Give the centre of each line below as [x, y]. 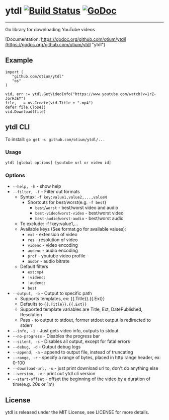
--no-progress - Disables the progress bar [56, 336]
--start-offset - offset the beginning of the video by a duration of [81, 379]
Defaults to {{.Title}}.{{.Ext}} [53, 304]
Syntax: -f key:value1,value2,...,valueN [63, 197]
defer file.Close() [26, 107]
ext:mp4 [35, 272]
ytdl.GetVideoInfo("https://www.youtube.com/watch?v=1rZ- [94, 94]
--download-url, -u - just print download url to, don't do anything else [85, 368]
